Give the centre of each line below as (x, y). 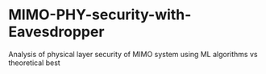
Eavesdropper (56, 32)
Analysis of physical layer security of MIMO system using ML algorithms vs (133, 54)
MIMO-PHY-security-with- (100, 15)
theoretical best (34, 63)
